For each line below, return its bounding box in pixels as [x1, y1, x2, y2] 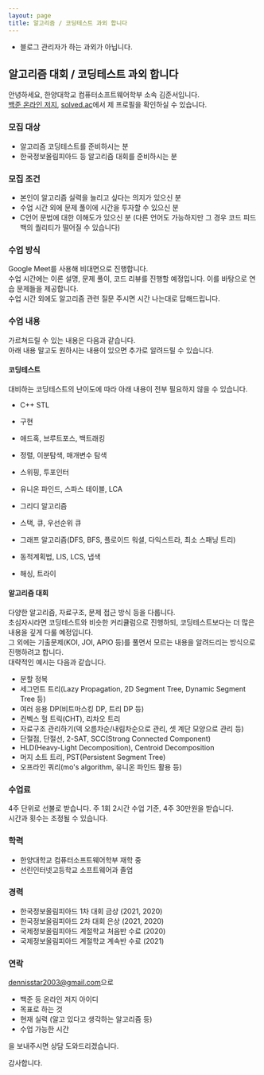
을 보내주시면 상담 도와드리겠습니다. [8, 1042, 119, 1051]
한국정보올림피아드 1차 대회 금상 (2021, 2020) [19, 906, 163, 916]
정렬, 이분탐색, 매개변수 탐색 [19, 450, 107, 460]
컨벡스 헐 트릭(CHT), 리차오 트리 [19, 714, 121, 723]
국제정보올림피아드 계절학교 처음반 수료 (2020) [19, 926, 166, 936]
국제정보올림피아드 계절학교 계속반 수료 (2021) [19, 936, 165, 945]
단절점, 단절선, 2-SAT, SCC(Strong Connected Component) [19, 734, 211, 743]
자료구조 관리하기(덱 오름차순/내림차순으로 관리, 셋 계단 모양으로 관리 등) [19, 723, 244, 733]
